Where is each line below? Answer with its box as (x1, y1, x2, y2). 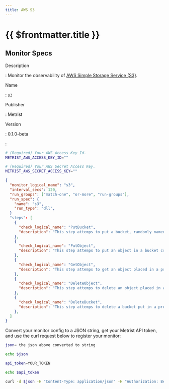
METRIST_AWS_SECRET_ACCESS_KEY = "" (5, 169, 78, 174)
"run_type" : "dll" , (14, 206, 55, 211)
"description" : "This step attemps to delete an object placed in (18, 286, 161, 291)
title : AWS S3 (5, 7, 35, 13)
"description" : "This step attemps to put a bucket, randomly (18, 229, 152, 234)
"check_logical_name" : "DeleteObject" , (18, 281, 102, 286)
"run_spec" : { (10, 197, 39, 202)
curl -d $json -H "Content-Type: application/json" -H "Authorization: (5, 379, 158, 384)
